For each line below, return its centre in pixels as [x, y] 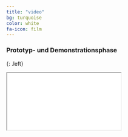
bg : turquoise [24, 18]
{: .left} [15, 63]
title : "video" [25, 12]
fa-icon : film [24, 29]
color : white [23, 23]
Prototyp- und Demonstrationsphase [62, 51]
